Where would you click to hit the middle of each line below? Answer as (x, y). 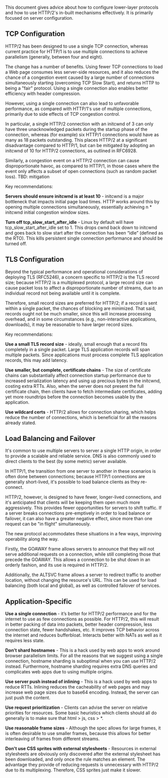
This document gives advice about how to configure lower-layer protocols (82, 7)
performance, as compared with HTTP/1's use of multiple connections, (78, 109)
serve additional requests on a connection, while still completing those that (83, 554)
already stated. (21, 423)
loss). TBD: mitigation (27, 176)
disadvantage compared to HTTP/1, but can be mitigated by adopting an (80, 145)
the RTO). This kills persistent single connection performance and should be (84, 238)
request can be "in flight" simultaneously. (48, 524)
